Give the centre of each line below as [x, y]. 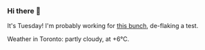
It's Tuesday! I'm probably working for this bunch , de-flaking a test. [103, 26]
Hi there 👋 [24, 11]
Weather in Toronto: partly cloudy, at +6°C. [68, 39]
